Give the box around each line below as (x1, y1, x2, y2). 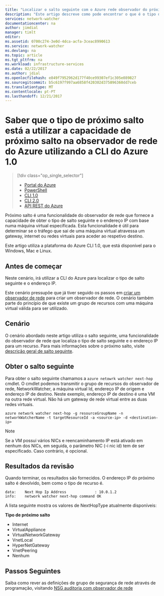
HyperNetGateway (12, 542, 50, 548)
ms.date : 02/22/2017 (5, 67, 47, 72)
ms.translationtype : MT (5, 84, 54, 90)
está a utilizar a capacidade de (5, 125, 131, 136)
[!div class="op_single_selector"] (17, 172, 84, 179)
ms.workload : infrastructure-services (5, 62, 84, 67)
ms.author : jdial (5, 71, 41, 76)
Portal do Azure (24, 182, 56, 188)
